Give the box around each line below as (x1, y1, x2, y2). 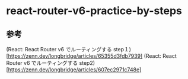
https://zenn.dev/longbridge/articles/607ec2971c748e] (8, 66, 142, 73)
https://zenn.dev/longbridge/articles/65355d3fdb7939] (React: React (8, 52, 177, 60)
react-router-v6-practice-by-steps (6, 4, 182, 18)
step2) (79, 60, 95, 66)
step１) (113, 46, 132, 52)
